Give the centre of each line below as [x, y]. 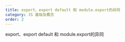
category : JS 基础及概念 [30, 15]
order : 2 [15, 19]
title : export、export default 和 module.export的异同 [63, 10]
